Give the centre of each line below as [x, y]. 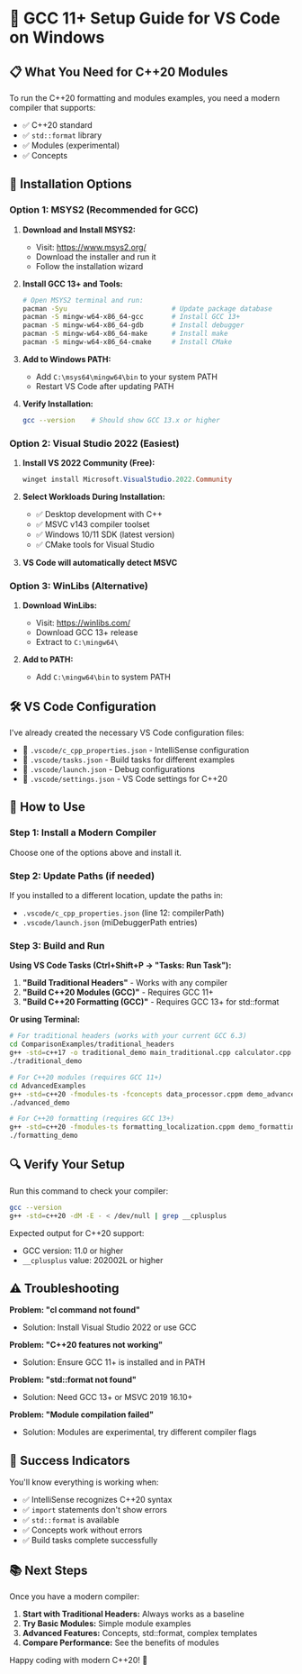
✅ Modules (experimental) [71, 145]
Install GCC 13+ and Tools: [72, 284]
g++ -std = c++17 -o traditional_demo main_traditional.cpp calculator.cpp [151, 1053]
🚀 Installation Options [71, 184]
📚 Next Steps [49, 1570]
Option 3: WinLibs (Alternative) [79, 586]
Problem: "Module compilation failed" [82, 1415]
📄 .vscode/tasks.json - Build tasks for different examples [129, 760]
